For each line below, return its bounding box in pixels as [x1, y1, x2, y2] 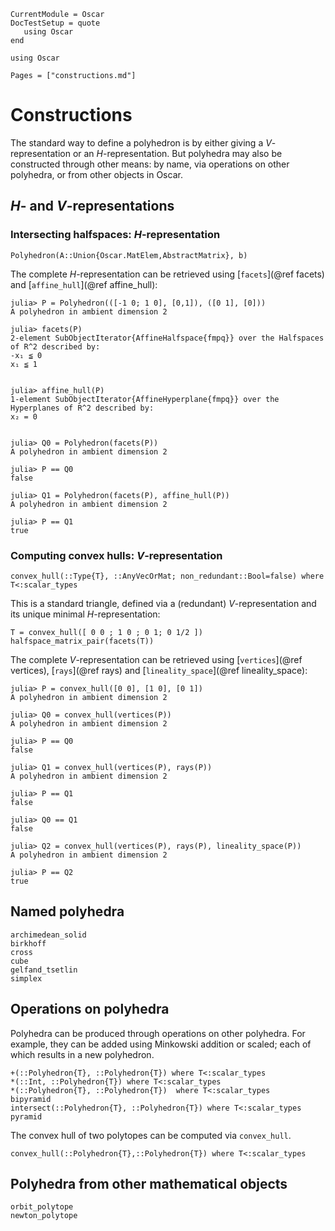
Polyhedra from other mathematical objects [10, 1175, 288, 1192]
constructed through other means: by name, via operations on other [10, 158, 290, 170]
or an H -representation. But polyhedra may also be [72, 147, 283, 159]
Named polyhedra [10, 903, 125, 920]
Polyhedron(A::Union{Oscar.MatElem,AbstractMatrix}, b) [10, 250, 248, 260]
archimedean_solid [10, 930, 87, 940]
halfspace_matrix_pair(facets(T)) [10, 636, 155, 646]
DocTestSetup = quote [10, 18, 101, 28]
